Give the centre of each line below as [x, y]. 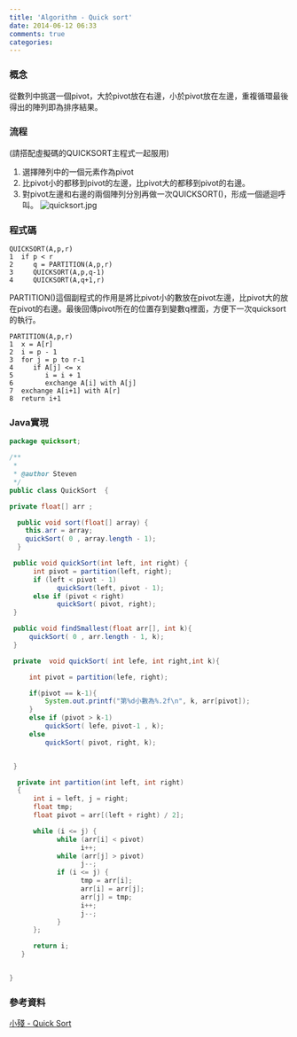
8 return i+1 [35, 399]
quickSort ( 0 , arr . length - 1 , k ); [97, 637]
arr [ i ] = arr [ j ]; [112, 889]
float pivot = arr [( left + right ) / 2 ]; [108, 815]
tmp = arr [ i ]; [106, 881]
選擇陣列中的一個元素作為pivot [78, 172]
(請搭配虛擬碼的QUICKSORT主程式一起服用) [90, 152]
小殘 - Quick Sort [40, 1024]
